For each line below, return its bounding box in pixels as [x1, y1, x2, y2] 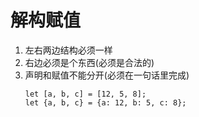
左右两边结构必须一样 [24, 44, 113, 56]
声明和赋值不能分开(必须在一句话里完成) [24, 69, 190, 81]
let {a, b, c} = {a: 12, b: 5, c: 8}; [24, 97, 187, 108]
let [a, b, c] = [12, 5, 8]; [24, 89, 147, 99]
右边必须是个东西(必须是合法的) [24, 56, 155, 68]
